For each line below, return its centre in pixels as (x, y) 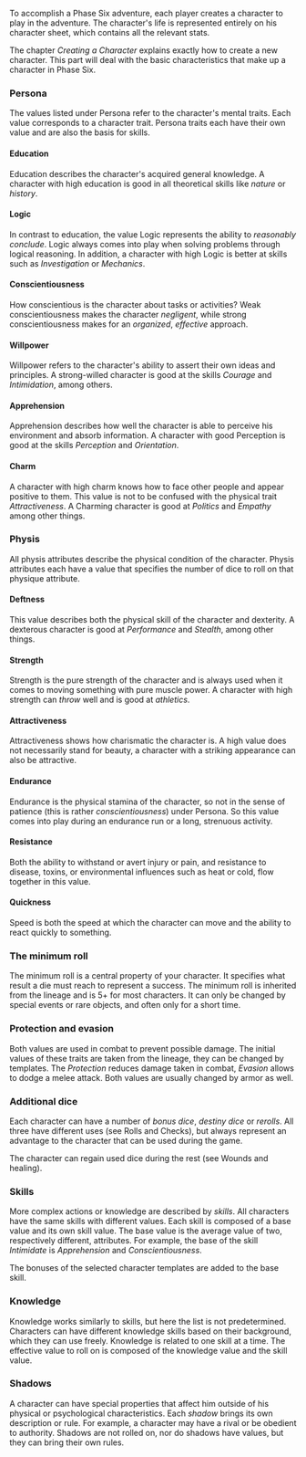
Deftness (27, 599)
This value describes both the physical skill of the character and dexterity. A (152, 620)
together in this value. (50, 881)
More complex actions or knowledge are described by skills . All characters (149, 1211)
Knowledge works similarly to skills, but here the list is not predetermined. (148, 1321)
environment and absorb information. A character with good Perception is (148, 435)
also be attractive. (43, 760)
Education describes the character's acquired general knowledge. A (137, 173)
